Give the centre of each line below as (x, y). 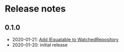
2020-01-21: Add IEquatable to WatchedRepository (65, 39)
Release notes (35, 9)
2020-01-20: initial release (40, 45)
